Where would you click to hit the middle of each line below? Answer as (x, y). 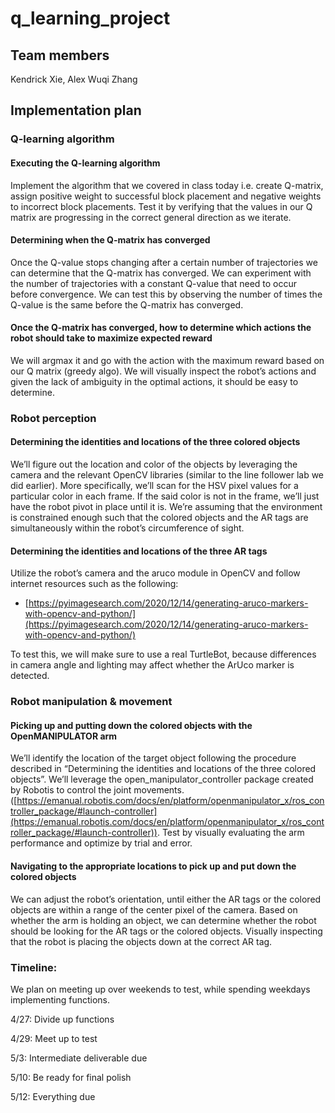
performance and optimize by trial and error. (101, 843)
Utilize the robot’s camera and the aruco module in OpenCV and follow (155, 573)
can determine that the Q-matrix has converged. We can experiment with (161, 273)
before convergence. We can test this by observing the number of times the (166, 294)
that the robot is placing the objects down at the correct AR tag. (141, 941)
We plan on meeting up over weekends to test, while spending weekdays (160, 989)
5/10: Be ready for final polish (71, 1077)
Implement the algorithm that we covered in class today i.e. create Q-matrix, (167, 185)
